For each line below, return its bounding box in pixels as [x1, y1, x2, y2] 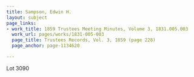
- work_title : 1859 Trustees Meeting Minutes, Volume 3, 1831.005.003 [6, 25, 189, 32]
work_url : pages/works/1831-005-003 [12, 32, 104, 38]
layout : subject [6, 15, 47, 21]
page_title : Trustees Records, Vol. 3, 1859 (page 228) [12, 37, 156, 43]
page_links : [6, 20, 36, 26]
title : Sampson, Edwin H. [6, 8, 72, 15]
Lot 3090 [6, 64, 29, 72]
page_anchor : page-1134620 [12, 43, 80, 49]
